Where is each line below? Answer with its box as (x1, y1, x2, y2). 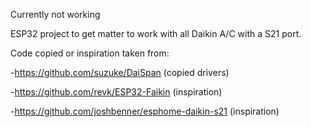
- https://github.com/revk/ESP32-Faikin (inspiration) (10, 86, 223, 98)
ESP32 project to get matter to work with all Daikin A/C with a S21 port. (10, 28, 302, 39)
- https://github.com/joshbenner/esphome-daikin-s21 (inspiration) (10, 105, 280, 117)
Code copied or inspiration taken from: (10, 47, 170, 59)
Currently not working (10, 9, 101, 20)
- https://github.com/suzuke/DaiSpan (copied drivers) (10, 67, 230, 78)
